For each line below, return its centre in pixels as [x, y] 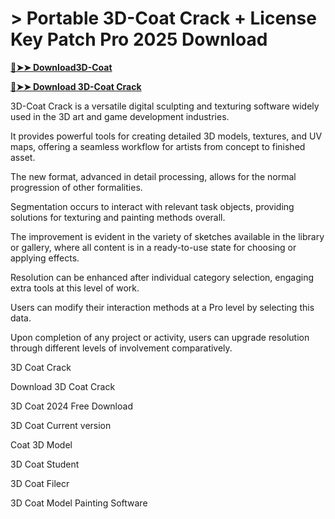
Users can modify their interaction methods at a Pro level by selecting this [162, 307]
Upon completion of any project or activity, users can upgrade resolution [160, 337]
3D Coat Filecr [40, 483]
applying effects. [45, 258]
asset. [23, 157]
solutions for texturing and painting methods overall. [118, 217]
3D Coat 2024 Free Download [71, 406]
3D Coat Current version [61, 425]
